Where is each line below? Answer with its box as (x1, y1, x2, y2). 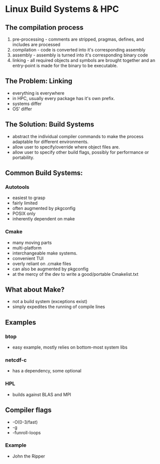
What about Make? (5, 286, 65, 294)
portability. (12, 155, 35, 160)
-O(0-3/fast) (12, 419, 38, 425)
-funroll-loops (12, 429, 41, 435)
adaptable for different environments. (12, 139, 89, 145)
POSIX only (12, 210, 36, 216)
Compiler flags (5, 406, 52, 414)
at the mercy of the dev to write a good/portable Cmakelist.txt (12, 271, 139, 277)
